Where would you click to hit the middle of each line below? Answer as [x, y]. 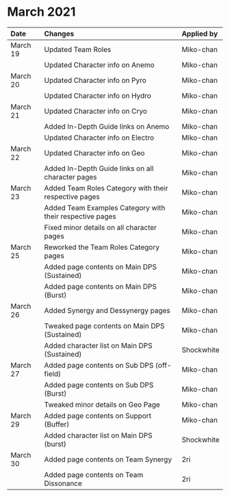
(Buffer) [57, 424]
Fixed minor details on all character [101, 227]
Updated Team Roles [78, 49]
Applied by [200, 34]
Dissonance [63, 483]
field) [53, 374]
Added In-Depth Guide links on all [99, 168]
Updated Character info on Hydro [98, 95]
